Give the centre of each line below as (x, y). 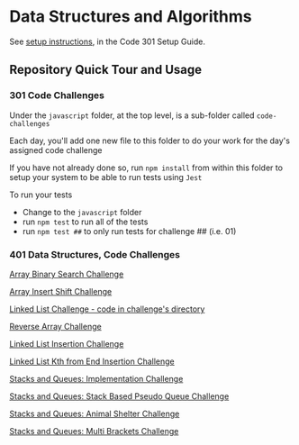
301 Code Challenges (57, 95)
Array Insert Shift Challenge (61, 291)
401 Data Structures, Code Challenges (95, 254)
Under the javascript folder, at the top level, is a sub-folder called (132, 115)
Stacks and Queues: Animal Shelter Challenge (95, 413)
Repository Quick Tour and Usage (106, 70)
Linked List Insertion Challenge (67, 343)
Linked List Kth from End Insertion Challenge (92, 361)
